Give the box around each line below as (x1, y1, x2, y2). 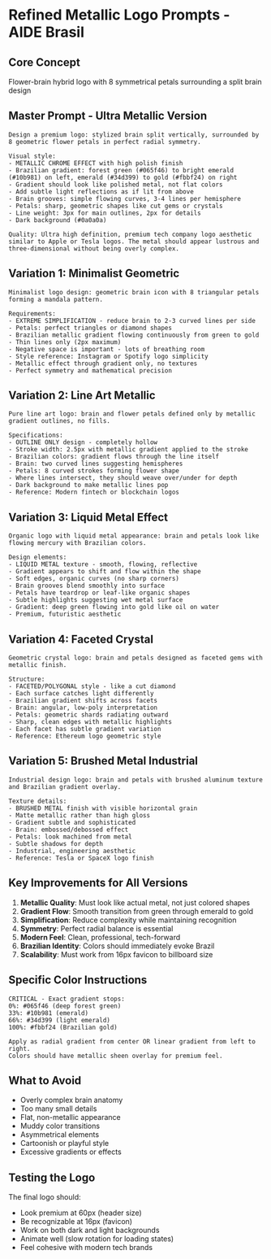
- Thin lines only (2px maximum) (8, 338, 122, 346)
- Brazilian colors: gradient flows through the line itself (8, 453, 220, 461)
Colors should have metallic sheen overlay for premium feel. (8, 1052, 223, 1060)
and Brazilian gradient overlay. (8, 782, 122, 791)
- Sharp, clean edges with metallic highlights (8, 718, 173, 726)
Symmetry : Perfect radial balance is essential (19, 923, 174, 933)
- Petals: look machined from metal (8, 832, 132, 841)
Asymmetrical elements (19, 1130, 100, 1139)
